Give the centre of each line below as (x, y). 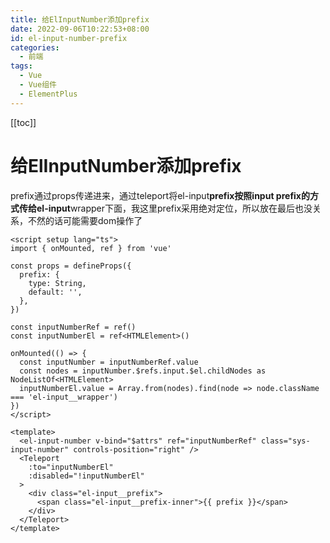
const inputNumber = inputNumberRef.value (109, 362)
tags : (21, 66)
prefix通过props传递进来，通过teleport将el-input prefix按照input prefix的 (160, 195)
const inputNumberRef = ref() (73, 327)
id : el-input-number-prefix (69, 38)
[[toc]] (23, 122)
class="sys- (285, 441)
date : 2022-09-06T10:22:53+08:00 (80, 29)
